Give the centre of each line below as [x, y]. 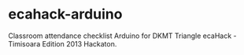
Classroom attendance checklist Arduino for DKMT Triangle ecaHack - [122, 36]
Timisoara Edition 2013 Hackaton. [63, 43]
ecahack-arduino [65, 14]
